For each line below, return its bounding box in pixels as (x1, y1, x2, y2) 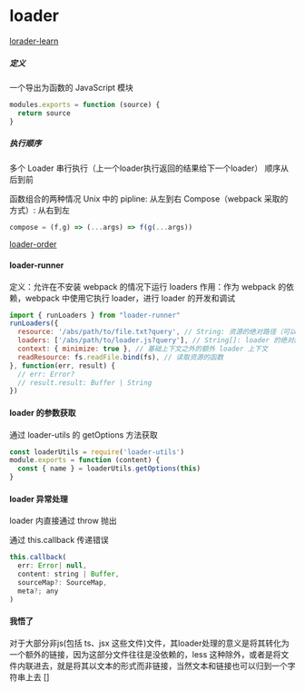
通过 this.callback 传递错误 (9, 535, 109, 546)
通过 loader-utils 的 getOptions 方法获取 (9, 429, 159, 440)
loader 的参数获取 (9, 407, 76, 418)
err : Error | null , (17, 561, 88, 570)
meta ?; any (17, 587, 59, 596)
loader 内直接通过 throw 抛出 (9, 515, 118, 527)
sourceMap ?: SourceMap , (17, 577, 107, 587)
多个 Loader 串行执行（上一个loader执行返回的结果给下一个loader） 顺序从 (9, 163, 289, 173)
